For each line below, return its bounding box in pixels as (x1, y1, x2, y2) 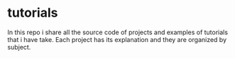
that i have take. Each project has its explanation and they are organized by (7, 35, 227, 43)
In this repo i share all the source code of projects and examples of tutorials (7, 28, 229, 36)
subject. (7, 43, 31, 51)
